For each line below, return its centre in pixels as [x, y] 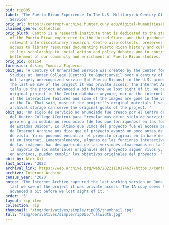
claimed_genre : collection [33, 29]
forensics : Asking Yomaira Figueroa [44, 66]
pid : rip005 [18, 10]
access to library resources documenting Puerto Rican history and [82, 47]
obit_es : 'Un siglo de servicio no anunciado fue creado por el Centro [82, 112]
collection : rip [22, 205]
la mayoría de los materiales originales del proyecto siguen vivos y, [87, 150]
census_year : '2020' [27, 178]
